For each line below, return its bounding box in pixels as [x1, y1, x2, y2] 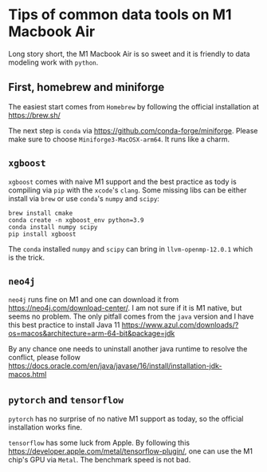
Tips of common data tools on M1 [8, 6, 232, 24]
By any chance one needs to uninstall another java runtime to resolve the [8, 344, 248, 354]
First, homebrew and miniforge [8, 81, 165, 94]
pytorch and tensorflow [8, 393, 124, 407]
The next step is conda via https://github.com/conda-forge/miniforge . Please [8, 125, 258, 135]
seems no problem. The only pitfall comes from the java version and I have [8, 311, 254, 321]
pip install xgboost [8, 230, 77, 238]
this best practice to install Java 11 [8, 320, 120, 330]
